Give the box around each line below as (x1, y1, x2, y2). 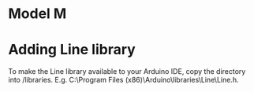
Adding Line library (8, 41, 136, 59)
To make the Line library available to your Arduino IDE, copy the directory (8, 67, 246, 76)
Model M (8, 5, 67, 23)
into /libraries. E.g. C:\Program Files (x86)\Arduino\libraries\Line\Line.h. (8, 75, 239, 85)
